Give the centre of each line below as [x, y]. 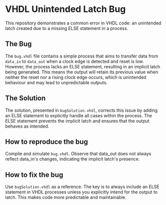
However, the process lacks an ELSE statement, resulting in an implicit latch [83, 66]
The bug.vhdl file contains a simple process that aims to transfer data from [82, 56]
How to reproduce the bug [47, 141]
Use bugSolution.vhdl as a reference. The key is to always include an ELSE [82, 187]
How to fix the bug [34, 175]
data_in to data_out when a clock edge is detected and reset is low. [75, 61]
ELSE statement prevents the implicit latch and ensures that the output [77, 121]
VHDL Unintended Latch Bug [66, 9]
